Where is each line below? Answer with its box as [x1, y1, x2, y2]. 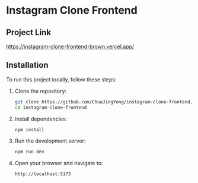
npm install [14, 127, 44, 132]
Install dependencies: [14, 115, 68, 122]
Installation [6, 60, 49, 70]
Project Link [6, 27, 52, 37]
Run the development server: [14, 137, 86, 144]
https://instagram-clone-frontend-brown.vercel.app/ [6, 43, 135, 50]
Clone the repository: [14, 87, 67, 94]
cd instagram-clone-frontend [14, 105, 87, 111]
